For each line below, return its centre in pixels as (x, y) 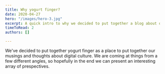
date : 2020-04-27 (23, 14)
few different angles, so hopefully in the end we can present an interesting (80, 61)
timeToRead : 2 (20, 28)
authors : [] (17, 32)
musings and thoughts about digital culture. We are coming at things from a (82, 56)
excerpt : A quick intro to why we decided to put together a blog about (81, 23)
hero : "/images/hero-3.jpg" (34, 19)
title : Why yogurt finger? (33, 10)
